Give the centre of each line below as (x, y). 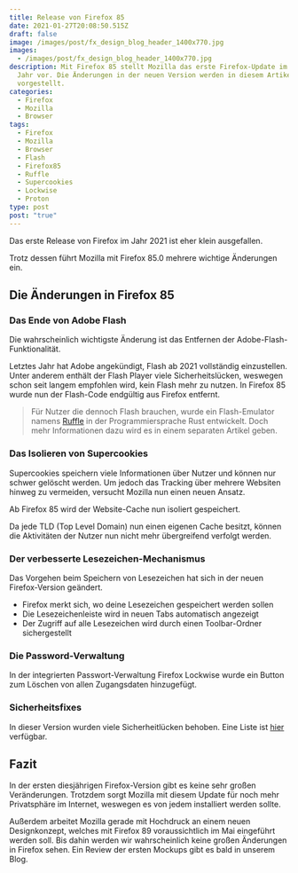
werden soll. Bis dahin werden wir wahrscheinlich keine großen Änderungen (148, 840)
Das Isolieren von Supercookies (79, 453)
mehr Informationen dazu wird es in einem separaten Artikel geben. (154, 430)
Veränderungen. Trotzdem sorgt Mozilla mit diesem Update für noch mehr (144, 795)
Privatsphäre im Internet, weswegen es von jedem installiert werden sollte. (145, 805)
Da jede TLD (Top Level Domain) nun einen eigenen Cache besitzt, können (145, 526)
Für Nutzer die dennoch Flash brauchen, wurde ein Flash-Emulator (153, 412)
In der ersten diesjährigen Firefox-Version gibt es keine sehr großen (133, 785)
